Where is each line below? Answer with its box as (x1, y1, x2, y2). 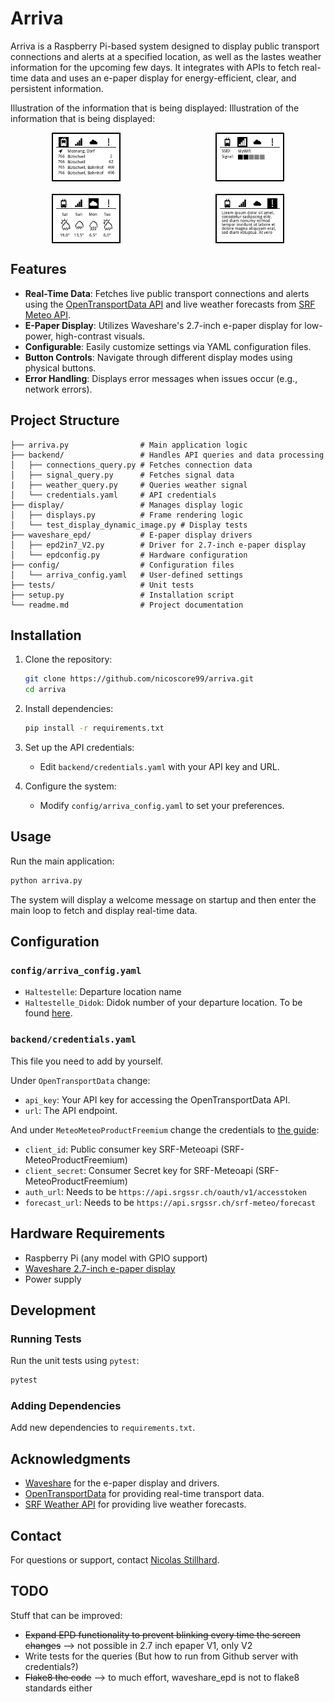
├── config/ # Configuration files (10, 560, 235, 570)
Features (10, 261, 67, 278)
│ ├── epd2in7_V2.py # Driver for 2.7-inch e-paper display (10, 540, 307, 550)
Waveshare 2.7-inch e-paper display (24, 1262, 176, 1274)
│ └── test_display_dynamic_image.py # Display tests (10, 520, 248, 530)
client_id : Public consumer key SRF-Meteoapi (24, 1143, 219, 1155)
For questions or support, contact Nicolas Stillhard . (10, 1554, 220, 1566)
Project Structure (10, 412, 120, 429)
